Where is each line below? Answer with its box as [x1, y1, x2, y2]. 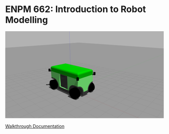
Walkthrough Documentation [5, 123, 65, 129]
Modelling [5, 14, 48, 26]
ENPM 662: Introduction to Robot [5, 4, 146, 15]
